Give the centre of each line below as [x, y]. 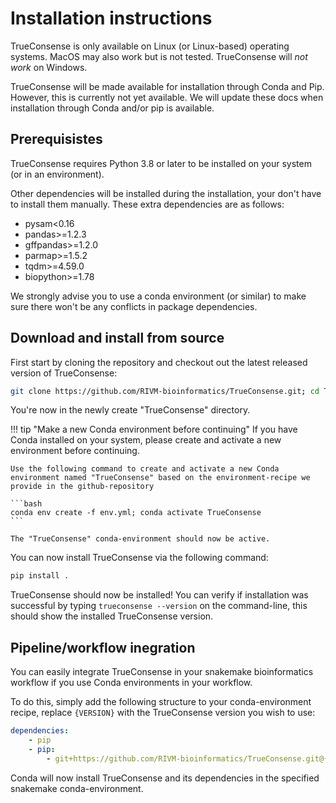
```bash [26, 504]
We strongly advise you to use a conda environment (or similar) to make [158, 296]
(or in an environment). [57, 174]
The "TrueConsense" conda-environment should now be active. [140, 539]
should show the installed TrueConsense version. [112, 616]
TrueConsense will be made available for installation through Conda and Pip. [167, 86]
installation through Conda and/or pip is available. [112, 108]
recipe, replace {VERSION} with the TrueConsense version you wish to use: [163, 713]
